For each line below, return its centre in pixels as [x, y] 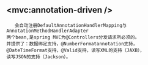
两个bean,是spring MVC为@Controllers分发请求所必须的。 [73, 37]
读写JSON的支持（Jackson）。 [39, 57]
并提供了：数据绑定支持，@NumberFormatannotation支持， [72, 44]
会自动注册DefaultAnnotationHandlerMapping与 [71, 25]
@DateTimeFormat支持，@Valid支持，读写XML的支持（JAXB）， [76, 50]
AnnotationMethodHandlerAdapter [47, 31]
